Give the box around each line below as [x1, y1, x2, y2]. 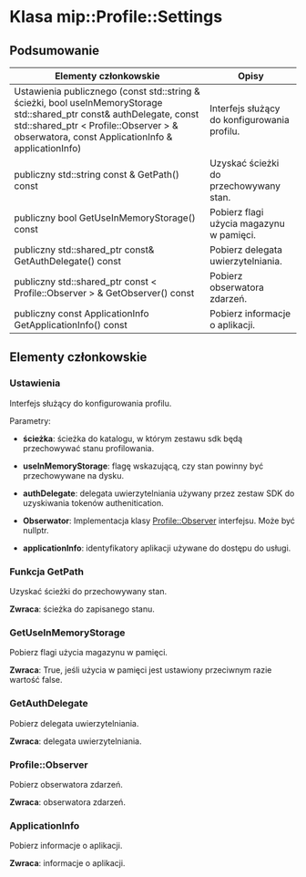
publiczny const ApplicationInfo [14, 307, 149, 320]
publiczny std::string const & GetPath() [14, 169, 179, 181]
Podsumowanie [9, 43, 100, 58]
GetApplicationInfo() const [14, 319, 127, 331]
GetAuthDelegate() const [14, 255, 121, 267]
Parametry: [9, 415, 52, 426]
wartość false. [9, 675, 63, 686]
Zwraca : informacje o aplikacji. [9, 858, 126, 869]
